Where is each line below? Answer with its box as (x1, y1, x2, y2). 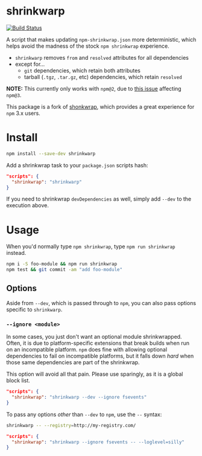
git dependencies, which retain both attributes (24, 66, 140, 74)
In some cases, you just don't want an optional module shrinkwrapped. (6, 333, 182, 341)
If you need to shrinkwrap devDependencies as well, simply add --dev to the (6, 195, 192, 203)
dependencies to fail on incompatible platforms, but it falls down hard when (6, 352, 194, 360)
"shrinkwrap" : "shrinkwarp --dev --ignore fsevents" (11, 394, 147, 400)
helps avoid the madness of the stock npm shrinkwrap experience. (6, 42, 170, 50)
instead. (6, 249, 27, 257)
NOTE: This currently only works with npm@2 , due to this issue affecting (6, 85, 182, 92)
